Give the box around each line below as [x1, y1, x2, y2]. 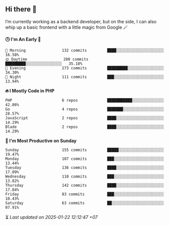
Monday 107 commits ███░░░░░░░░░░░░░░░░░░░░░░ [5, 156, 164, 161]
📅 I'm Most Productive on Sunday [5, 138, 77, 144]
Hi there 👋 [5, 5, 37, 14]
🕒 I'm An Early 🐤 [5, 36, 41, 42]
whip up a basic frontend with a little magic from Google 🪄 [5, 24, 128, 30]
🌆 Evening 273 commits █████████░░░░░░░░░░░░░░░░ [5, 65, 164, 71]
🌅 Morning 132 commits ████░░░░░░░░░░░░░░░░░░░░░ [5, 48, 164, 53]
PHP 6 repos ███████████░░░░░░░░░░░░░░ [5, 98, 164, 103]
